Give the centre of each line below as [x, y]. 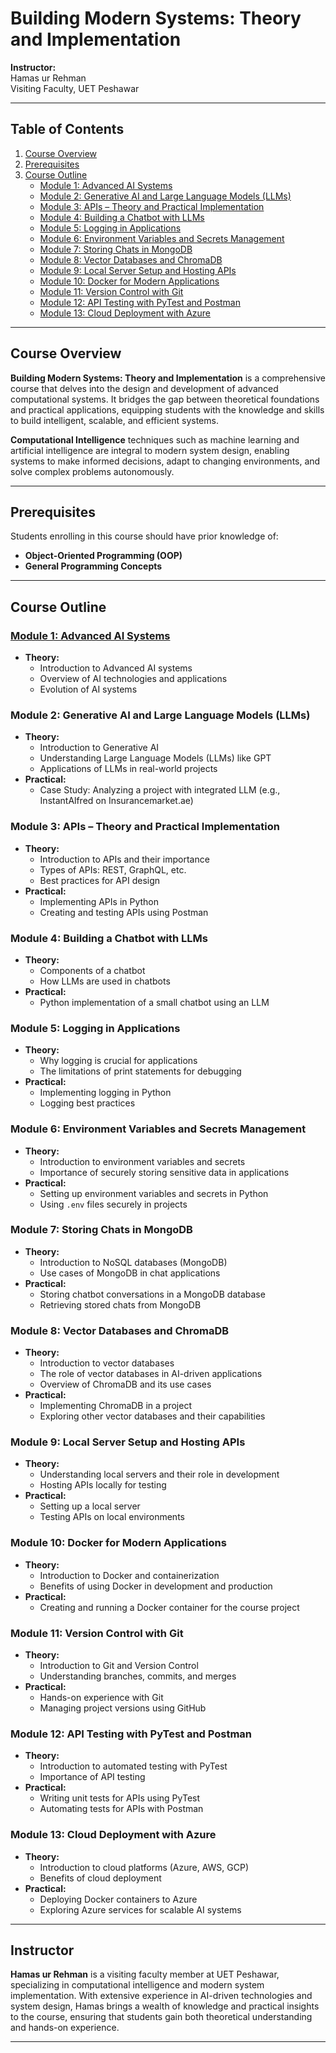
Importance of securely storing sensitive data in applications [164, 1172]
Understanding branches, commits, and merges [138, 1676]
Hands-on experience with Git [101, 1698]
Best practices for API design [100, 880]
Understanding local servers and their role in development [159, 1474]
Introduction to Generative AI [99, 748]
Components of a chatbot [92, 970]
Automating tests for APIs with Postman [121, 1809]
